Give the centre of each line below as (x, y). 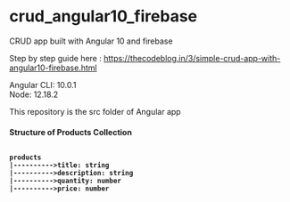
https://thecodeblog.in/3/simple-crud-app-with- (192, 58)
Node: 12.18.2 (34, 94)
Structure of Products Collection (70, 132)
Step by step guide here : (56, 58)
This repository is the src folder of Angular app (95, 111)
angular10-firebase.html (53, 68)
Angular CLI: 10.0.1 (43, 85)
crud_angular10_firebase (104, 16)
